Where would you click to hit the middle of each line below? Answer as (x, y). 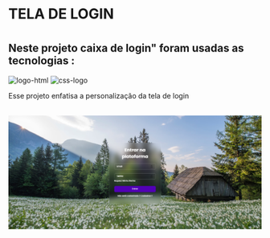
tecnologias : (41, 61)
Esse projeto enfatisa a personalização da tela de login (99, 95)
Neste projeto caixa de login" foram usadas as (126, 48)
